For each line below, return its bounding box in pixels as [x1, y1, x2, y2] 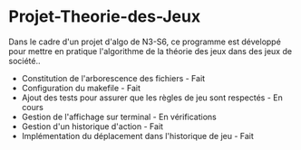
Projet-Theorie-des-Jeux [8, 6, 201, 27]
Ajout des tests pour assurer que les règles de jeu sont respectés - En [21, 92, 283, 103]
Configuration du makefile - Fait [21, 82, 141, 93]
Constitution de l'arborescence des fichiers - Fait [21, 72, 206, 83]
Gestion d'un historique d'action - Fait [21, 120, 164, 132]
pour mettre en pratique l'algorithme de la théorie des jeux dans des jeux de [8, 45, 292, 56]
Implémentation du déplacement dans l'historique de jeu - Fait [21, 130, 255, 141]
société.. [8, 55, 42, 66]
